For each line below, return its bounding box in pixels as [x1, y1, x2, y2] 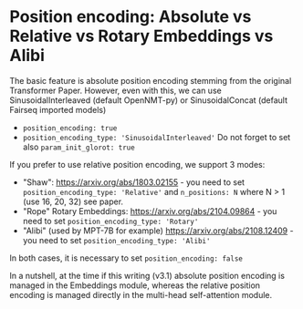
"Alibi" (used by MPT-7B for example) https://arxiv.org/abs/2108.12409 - [22, 225, 294, 236]
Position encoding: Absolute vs [9, 6, 252, 27]
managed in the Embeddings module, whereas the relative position [9, 280, 261, 291]
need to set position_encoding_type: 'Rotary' [22, 215, 199, 226]
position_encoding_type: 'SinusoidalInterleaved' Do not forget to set [22, 131, 291, 142]
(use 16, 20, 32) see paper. [22, 196, 124, 207]
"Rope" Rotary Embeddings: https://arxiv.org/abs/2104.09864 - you [22, 205, 277, 216]
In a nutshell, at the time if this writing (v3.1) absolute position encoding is [9, 270, 286, 281]
